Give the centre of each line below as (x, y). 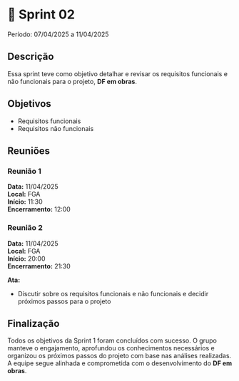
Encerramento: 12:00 (39, 209)
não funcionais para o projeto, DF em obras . (72, 81)
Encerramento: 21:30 (39, 266)
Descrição (31, 57)
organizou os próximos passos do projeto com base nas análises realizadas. (119, 356)
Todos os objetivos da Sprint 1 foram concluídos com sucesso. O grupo (112, 340)
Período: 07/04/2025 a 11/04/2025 (58, 34)
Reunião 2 (25, 228)
